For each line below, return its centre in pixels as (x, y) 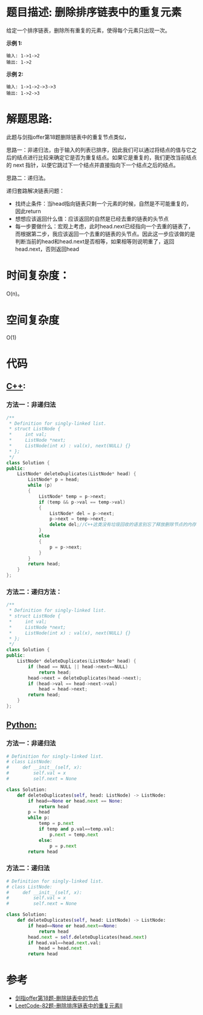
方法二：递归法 (28, 868)
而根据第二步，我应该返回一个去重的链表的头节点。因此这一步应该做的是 (105, 234)
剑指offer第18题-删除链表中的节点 (56, 998)
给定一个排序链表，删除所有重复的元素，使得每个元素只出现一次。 (88, 30)
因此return (28, 211)
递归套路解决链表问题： (35, 191)
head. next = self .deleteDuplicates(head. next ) (88, 937)
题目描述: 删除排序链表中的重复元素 (94, 12)
